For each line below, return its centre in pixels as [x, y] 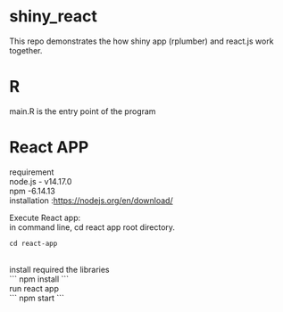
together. [26, 50]
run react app [34, 288]
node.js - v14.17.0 [41, 181]
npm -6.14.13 [32, 191]
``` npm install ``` [39, 279]
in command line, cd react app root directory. [92, 227]
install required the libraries [59, 269]
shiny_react [54, 16]
